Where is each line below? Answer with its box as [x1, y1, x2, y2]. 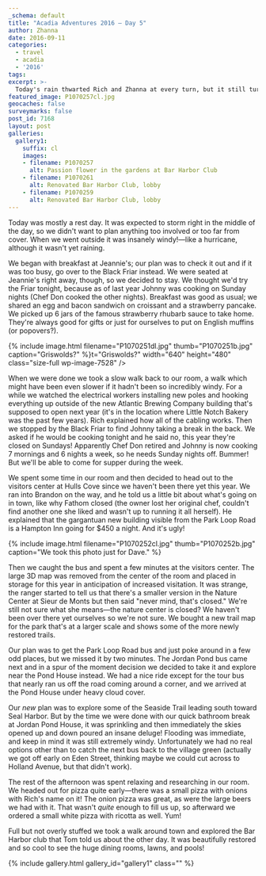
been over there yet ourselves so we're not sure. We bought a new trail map [8, 613, 256, 622]
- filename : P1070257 [22, 159, 93, 167]
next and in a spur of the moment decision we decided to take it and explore [8, 662, 256, 671]
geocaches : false [8, 100, 66, 108]
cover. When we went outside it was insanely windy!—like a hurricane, [8, 235, 237, 244]
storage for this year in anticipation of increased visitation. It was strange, [8, 580, 249, 589]
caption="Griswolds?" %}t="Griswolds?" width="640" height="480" [8, 350, 231, 359]
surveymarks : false [8, 108, 73, 116]
